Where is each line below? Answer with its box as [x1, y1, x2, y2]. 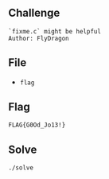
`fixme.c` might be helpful [8, 27, 102, 35]
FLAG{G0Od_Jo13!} [8, 121, 66, 130]
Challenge [8, 6, 60, 20]
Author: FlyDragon [8, 34, 69, 42]
